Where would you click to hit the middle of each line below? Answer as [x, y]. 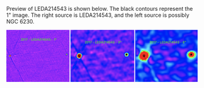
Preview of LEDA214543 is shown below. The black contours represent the [100, 9]
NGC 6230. [20, 21]
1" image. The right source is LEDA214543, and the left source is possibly [98, 15]
